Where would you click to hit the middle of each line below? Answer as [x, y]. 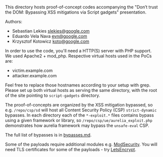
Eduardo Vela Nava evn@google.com [50, 36]
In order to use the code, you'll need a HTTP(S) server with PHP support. [78, 51]
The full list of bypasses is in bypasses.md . [48, 135]
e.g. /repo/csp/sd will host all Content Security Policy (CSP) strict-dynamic [81, 110]
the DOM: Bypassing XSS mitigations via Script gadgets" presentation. [76, 12]
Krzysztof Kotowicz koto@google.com [51, 41]
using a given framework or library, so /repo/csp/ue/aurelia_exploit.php [79, 120]
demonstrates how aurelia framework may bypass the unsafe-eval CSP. [77, 125]
